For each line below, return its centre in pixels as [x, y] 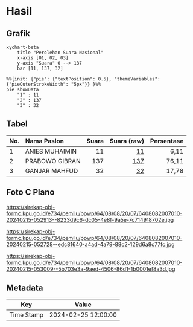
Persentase [167, 141]
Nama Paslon [45, 141]
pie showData [23, 89]
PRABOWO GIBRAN [53, 161]
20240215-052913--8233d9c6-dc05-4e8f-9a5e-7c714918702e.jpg [90, 219]
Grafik [18, 34]
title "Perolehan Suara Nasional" [60, 53]
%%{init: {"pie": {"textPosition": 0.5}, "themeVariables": [84, 79]
